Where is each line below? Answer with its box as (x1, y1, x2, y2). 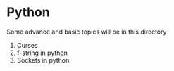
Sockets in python (16, 56, 70, 64)
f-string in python (16, 49, 68, 57)
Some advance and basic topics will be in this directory (6, 27, 167, 36)
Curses (16, 41, 38, 49)
